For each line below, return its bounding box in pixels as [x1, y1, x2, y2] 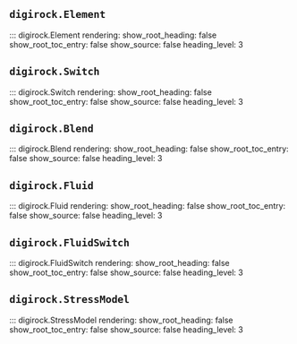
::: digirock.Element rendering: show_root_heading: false [9, 30, 217, 40]
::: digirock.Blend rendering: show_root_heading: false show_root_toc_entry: [9, 143, 289, 154]
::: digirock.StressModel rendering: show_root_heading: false [9, 314, 233, 325]
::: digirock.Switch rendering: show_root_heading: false [9, 86, 212, 98]
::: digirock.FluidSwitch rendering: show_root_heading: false [9, 258, 230, 269]
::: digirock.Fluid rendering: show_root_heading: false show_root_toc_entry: [9, 201, 286, 211]
